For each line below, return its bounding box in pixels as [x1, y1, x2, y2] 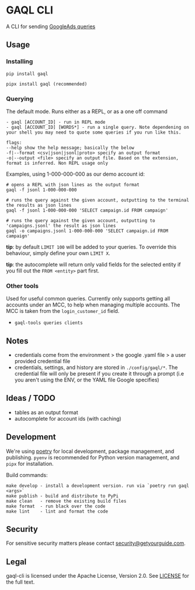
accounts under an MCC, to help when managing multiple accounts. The [6, 301, 180, 308]
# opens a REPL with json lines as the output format [6, 182, 140, 187]
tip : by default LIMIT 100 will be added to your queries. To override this [6, 243, 177, 250]
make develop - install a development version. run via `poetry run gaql [6, 483, 190, 489]
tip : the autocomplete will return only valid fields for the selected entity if [6, 261, 181, 268]
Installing [6, 57, 33, 66]
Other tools [6, 282, 39, 290]
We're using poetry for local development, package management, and [6, 448, 175, 455]
